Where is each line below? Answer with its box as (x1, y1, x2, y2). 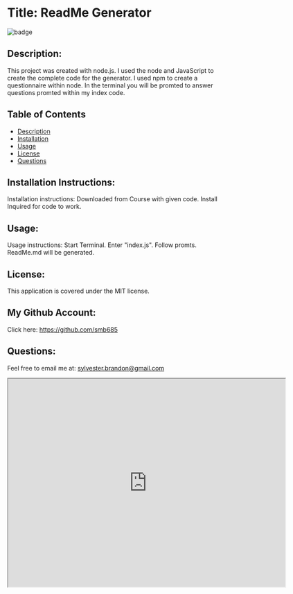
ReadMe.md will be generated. (7, 248, 95, 257)
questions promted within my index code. (7, 88, 125, 96)
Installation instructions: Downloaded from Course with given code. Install (7, 195, 218, 203)
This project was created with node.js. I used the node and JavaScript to (7, 66, 214, 74)
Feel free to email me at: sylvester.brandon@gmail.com (7, 364, 165, 372)
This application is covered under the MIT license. (7, 287, 150, 295)
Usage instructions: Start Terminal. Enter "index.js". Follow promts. (7, 241, 197, 249)
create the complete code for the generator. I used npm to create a (7, 74, 198, 82)
